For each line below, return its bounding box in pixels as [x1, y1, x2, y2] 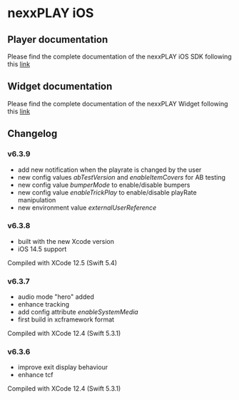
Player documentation [7, 34, 108, 46]
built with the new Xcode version [17, 237, 115, 245]
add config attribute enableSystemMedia [17, 308, 138, 317]
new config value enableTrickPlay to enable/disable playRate [17, 188, 198, 197]
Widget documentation [7, 81, 113, 93]
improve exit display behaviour [17, 363, 108, 371]
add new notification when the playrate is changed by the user [17, 165, 202, 174]
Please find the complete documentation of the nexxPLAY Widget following [7, 99, 228, 108]
